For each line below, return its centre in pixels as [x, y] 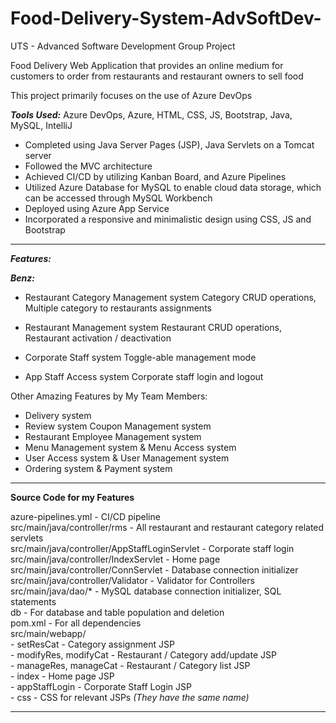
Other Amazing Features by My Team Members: [109, 396]
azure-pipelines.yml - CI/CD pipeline [85, 516]
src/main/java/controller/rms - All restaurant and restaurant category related [167, 527]
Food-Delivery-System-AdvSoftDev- [166, 18]
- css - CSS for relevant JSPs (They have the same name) [130, 697]
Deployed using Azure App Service [97, 208]
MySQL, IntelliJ [41, 125]
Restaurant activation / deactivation [98, 338]
